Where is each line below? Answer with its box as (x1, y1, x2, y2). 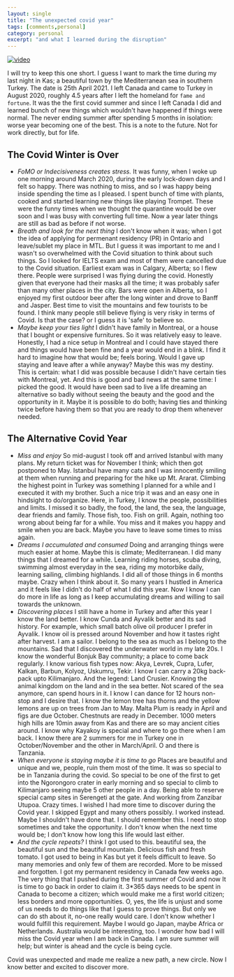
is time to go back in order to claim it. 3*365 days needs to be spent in (17, 882, 221, 890)
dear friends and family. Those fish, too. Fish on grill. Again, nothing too (17, 511, 224, 519)
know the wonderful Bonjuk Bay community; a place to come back (17, 652, 209, 660)
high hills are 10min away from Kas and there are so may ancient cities (17, 718, 220, 727)
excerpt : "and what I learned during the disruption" (7, 36, 168, 43)
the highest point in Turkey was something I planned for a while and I (17, 480, 216, 490)
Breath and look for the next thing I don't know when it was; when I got (17, 227, 222, 235)
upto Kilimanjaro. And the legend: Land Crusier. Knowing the (33, 674, 207, 683)
